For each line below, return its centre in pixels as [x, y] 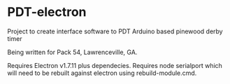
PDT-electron [47, 12]
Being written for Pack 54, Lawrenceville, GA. [72, 52]
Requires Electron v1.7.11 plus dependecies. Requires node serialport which [115, 65]
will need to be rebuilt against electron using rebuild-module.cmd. [102, 73]
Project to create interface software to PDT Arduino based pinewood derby [115, 31]
